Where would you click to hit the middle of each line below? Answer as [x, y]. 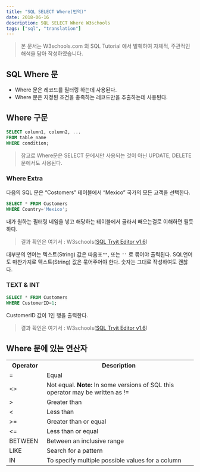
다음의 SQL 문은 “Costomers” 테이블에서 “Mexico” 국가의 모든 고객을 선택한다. [98, 192]
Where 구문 [27, 118]
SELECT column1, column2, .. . [44, 132]
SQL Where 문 [32, 74]
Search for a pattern [75, 450]
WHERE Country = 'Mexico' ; [37, 209]
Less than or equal [73, 431]
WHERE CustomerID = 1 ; [32, 303]
